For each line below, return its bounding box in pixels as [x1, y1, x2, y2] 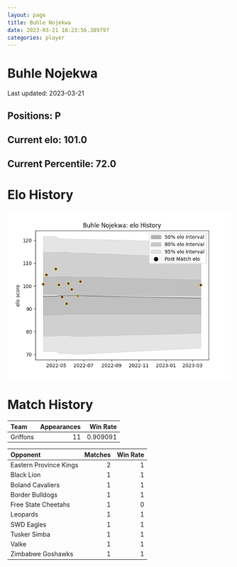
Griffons [10, 433, 34, 441]
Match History [7, 397, 94, 413]
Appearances [40, 422, 82, 430]
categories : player [7, 34, 65, 41]
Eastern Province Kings [10, 461, 79, 470]
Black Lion [10, 470, 41, 479]
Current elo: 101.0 [7, 134, 87, 146]
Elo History [7, 186, 74, 203]
